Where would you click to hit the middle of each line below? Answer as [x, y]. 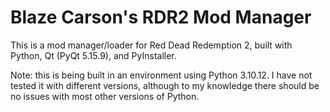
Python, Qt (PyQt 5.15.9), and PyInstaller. [93, 55]
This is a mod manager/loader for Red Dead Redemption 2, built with [151, 45]
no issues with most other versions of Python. [105, 96]
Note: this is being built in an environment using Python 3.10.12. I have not [161, 75]
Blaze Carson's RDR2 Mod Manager [161, 17]
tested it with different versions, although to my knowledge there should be [165, 85]
